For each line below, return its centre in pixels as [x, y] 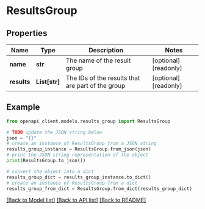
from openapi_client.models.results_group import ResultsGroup [88, 121]
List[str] [48, 82]
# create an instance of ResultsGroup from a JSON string [81, 144]
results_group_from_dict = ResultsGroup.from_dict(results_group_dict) [99, 189]
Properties [27, 33]
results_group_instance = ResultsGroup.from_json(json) [79, 149]
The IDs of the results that [103, 78]
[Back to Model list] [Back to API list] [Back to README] [76, 200]
